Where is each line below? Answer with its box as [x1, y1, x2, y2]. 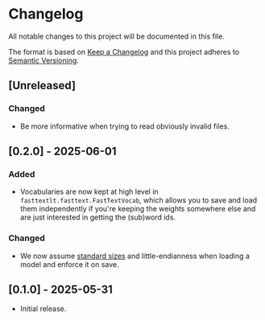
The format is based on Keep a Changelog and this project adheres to [8, 47, 240, 56]
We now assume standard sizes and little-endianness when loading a [19, 251, 250, 261]
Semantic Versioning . [8, 55, 79, 65]
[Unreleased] [8, 79, 77, 92]
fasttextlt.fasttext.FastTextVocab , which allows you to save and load [19, 195, 258, 205]
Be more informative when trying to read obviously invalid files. [19, 121, 230, 131]
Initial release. [19, 304, 67, 314]
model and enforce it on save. [19, 259, 119, 269]
